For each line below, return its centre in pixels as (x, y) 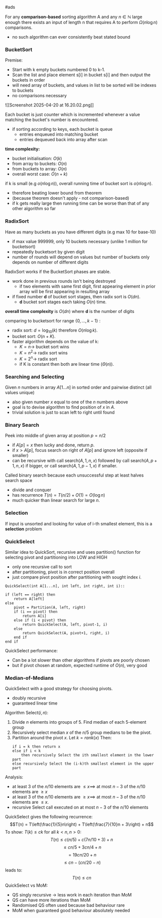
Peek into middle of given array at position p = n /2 (55, 436)
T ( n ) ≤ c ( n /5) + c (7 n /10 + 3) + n (82, 840)
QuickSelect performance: (31, 650)
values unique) (20, 392)
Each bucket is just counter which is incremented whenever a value (72, 115)
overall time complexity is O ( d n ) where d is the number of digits (70, 311)
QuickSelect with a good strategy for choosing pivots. (59, 688)
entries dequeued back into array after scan (63, 140)
